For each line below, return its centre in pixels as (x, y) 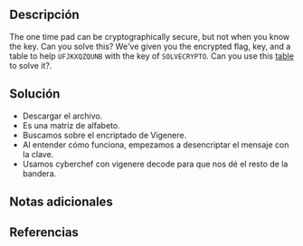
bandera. (39, 173)
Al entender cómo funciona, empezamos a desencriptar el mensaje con (156, 145)
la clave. (38, 154)
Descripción (44, 15)
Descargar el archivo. (62, 116)
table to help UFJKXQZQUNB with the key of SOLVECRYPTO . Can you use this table (151, 56)
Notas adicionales (61, 202)
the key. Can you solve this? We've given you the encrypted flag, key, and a (150, 46)
